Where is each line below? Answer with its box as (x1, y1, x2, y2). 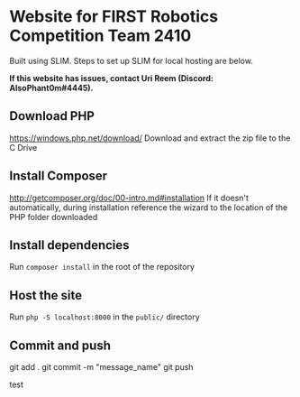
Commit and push (9, 337, 111, 353)
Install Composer (9, 169, 108, 184)
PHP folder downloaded (9, 211, 98, 222)
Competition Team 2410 (9, 25, 192, 46)
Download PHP (9, 108, 95, 124)
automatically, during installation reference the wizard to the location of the (9, 201, 288, 213)
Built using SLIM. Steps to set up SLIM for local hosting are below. (9, 55, 254, 66)
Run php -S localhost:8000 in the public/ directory (9, 311, 200, 322)
